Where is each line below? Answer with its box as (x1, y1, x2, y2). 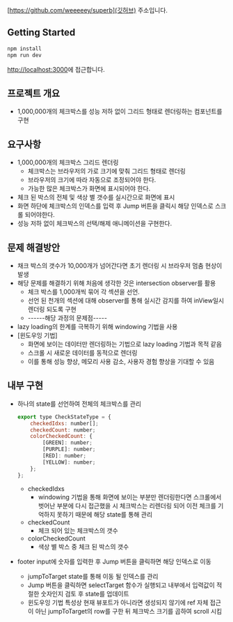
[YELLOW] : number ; (42, 459, 96, 466)
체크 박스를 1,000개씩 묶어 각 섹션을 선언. (27, 288, 140, 296)
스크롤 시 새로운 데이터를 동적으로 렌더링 (27, 349, 138, 357)
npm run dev (7, 52, 42, 59)
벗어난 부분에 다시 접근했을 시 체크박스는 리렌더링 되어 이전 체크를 (38, 501, 217, 510)
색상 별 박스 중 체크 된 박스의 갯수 (38, 543, 129, 551)
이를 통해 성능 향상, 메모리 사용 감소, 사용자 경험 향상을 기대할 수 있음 (27, 358, 215, 365)
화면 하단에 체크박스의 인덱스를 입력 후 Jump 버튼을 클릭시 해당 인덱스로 (17, 202, 214, 211)
